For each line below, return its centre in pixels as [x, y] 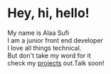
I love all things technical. [44, 48]
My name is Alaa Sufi [38, 33]
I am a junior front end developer [55, 40]
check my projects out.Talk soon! [56, 63]
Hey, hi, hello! [49, 13]
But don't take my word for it [49, 55]
